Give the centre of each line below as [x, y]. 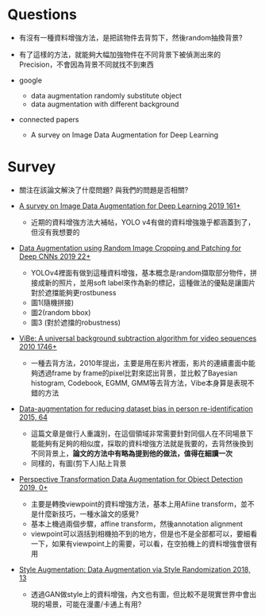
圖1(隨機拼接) [52, 302]
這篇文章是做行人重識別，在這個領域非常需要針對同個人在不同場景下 [142, 433]
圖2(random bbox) [61, 312]
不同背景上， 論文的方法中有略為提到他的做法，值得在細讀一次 [132, 453]
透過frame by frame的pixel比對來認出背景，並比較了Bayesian [138, 373]
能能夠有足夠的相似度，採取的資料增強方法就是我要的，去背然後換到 [142, 443]
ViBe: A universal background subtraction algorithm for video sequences [138, 338]
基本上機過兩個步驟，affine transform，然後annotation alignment [136, 524]
